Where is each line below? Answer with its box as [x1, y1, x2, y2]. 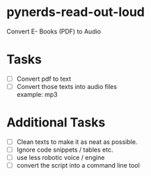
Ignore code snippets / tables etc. [16, 145, 113, 154]
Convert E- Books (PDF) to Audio [6, 27, 102, 35]
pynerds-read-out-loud [6, 4, 145, 20]
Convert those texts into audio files [16, 82, 118, 90]
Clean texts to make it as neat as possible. [16, 137, 138, 146]
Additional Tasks [6, 115, 106, 131]
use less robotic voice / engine [16, 154, 105, 162]
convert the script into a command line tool [16, 161, 140, 170]
